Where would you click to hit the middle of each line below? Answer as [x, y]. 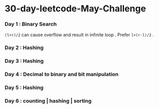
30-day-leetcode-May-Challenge [76, 9]
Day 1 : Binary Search [31, 24]
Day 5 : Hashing [24, 88]
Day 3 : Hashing [24, 61]
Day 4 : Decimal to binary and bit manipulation [62, 74]
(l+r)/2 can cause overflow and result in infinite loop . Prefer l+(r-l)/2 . [79, 35]
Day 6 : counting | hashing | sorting [48, 101]
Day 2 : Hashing [24, 48]
